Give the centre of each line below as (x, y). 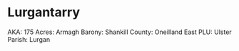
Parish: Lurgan (29, 39)
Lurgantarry (44, 12)
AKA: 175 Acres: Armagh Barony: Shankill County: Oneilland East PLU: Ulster (119, 32)
